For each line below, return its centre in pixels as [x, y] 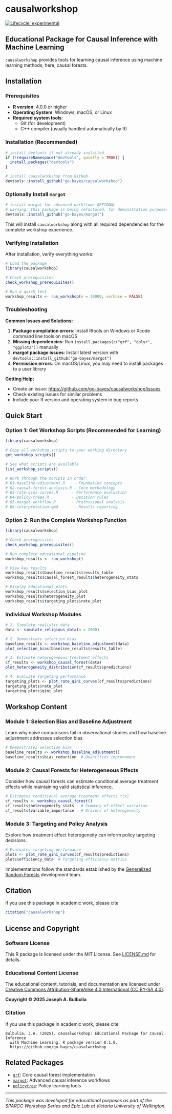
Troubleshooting [26, 309]
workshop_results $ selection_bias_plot [47, 592]
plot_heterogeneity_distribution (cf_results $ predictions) [68, 668]
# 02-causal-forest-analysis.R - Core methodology [60, 488]
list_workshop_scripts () [32, 469]
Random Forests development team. [44, 874]
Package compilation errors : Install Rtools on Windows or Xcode [81, 330]
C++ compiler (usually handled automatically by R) [74, 129]
